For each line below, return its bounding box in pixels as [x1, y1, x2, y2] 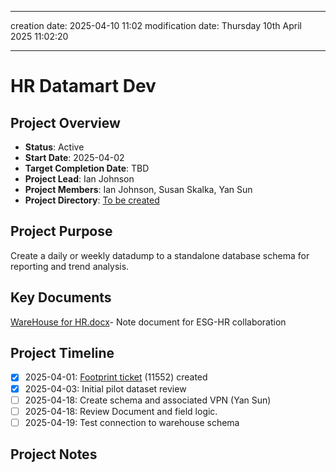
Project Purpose [10, 223, 113, 240]
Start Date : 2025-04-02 [24, 152, 125, 163]
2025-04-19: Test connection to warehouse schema [24, 416, 240, 428]
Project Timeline [10, 345, 115, 362]
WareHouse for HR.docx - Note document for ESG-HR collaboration [10, 316, 287, 328]
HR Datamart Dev [10, 75, 157, 98]
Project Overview [10, 114, 121, 131]
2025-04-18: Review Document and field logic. [24, 405, 218, 417]
